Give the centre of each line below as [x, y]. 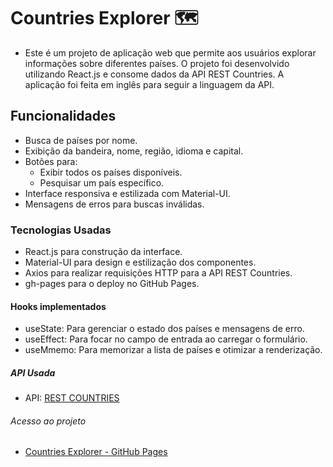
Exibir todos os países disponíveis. [111, 172]
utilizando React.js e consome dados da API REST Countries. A [154, 74]
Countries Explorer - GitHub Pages [96, 452]
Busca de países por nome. [81, 140]
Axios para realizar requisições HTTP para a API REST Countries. [158, 273]
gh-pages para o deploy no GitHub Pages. [112, 284]
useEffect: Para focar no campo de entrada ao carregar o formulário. [166, 339]
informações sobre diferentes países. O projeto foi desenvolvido [157, 63]
